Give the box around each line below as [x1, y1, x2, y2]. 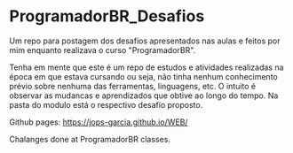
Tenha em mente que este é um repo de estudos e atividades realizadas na [9, 62, 284, 73]
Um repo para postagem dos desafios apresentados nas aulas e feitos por [9, 35, 281, 46]
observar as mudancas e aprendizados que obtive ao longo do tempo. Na [9, 90, 279, 101]
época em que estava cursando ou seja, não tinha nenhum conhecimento [9, 71, 278, 81]
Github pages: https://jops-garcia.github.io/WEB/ [9, 117, 188, 127]
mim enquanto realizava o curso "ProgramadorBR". [9, 44, 196, 55]
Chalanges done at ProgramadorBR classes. [9, 134, 171, 144]
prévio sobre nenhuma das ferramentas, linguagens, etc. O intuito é [9, 80, 257, 91]
